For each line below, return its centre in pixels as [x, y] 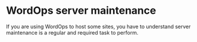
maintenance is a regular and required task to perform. [72, 32]
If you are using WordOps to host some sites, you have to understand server [98, 26]
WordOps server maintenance [81, 11]
